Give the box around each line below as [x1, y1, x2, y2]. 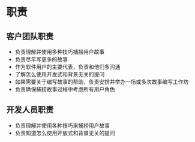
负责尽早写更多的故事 [14, 56, 68, 63]
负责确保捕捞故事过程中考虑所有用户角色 [14, 86, 115, 93]
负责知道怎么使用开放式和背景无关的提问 [14, 129, 115, 137]
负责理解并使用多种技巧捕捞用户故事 [14, 49, 105, 55]
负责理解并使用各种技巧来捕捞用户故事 [14, 122, 110, 129]
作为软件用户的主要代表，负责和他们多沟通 [14, 64, 121, 70]
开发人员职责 [6, 105, 54, 115]
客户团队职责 [6, 31, 54, 41]
